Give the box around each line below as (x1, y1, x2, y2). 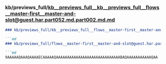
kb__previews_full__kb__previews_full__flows (47, 4, 160, 11)
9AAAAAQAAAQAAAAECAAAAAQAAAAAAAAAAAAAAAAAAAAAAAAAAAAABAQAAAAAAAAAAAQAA (5, 55, 158, 60)
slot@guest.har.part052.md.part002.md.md (5, 16, 115, 23)
